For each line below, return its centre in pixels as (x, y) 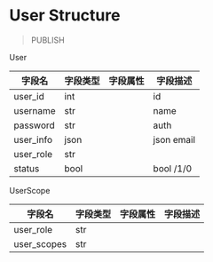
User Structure (65, 16)
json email (174, 139)
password (34, 125)
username (35, 110)
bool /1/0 (173, 168)
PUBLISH (47, 40)
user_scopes (40, 243)
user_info (33, 139)
